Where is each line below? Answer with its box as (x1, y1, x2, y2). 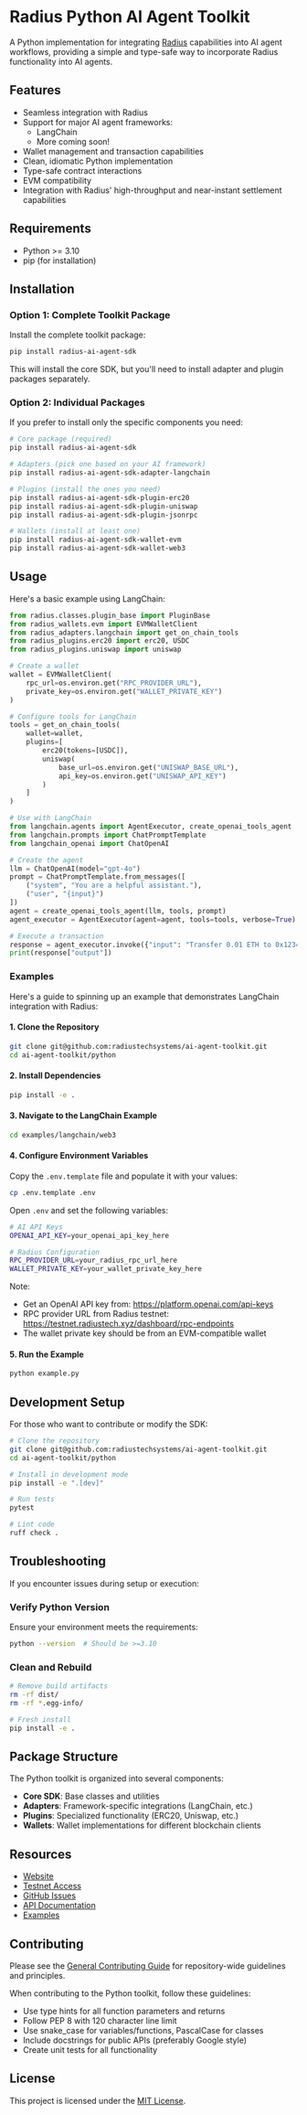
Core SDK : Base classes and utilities (22, 1790, 160, 1802)
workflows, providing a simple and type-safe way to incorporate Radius (9, 46, 279, 57)
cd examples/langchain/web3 (9, 1130, 117, 1139)
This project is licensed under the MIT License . (9, 2095, 186, 2106)
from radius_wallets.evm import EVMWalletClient (9, 619, 198, 628)
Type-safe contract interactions (22, 165, 143, 176)
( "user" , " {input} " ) (26, 890, 104, 899)
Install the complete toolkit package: (9, 329, 146, 340)
